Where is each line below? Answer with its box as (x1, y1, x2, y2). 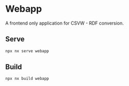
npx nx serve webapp (5, 48, 50, 54)
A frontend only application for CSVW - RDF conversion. (5, 20, 124, 26)
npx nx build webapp (5, 76, 50, 81)
